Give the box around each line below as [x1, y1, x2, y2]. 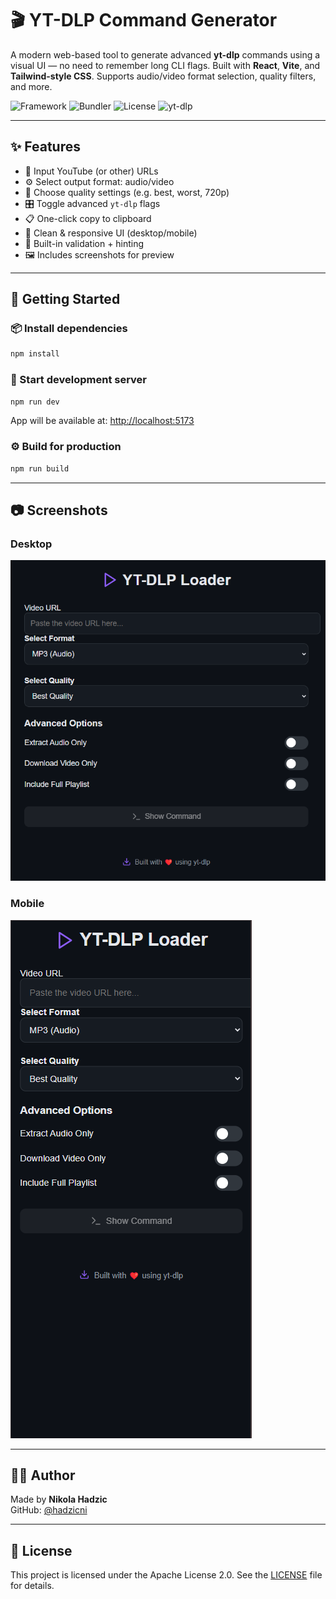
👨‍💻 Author [10, 1467, 76, 1484]
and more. [10, 80, 53, 92]
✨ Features [10, 138, 81, 156]
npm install [10, 349, 60, 359]
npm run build [10, 463, 70, 474]
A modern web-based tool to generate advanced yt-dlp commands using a [10, 48, 321, 61]
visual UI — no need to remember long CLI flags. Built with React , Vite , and [10, 59, 321, 71]
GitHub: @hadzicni [10, 1504, 88, 1516]
